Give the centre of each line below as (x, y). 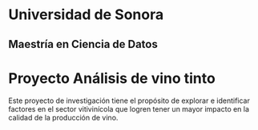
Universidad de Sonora (86, 15)
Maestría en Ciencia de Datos (83, 44)
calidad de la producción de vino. (63, 117)
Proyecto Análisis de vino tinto (112, 78)
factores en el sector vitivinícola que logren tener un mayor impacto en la (129, 108)
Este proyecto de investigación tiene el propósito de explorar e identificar (129, 100)
